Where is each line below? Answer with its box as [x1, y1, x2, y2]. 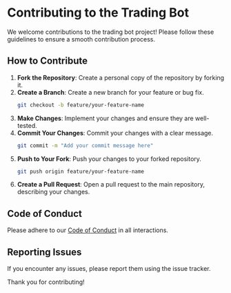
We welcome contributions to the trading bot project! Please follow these [7, 28, 214, 36]
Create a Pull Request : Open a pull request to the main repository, [17, 180, 205, 189]
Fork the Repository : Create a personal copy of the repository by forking [17, 73, 225, 82]
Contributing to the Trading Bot [7, 5, 190, 21]
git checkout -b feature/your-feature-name [17, 102, 145, 108]
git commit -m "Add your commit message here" [17, 142, 154, 149]
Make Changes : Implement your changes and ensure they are [17, 114, 194, 122]
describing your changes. [17, 188, 90, 196]
